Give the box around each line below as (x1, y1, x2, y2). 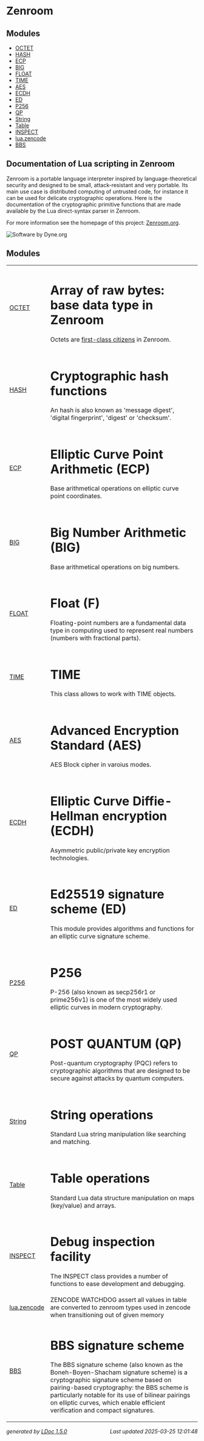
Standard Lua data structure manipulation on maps (50, 1194, 195, 1202)
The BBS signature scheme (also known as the (50, 1361, 183, 1369)
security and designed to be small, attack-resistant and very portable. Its (6, 181, 188, 188)
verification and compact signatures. (50, 1406, 155, 1415)
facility (50, 1249, 92, 1265)
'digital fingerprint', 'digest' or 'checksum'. (50, 414, 172, 422)
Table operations (50, 1171, 150, 1186)
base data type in (50, 297, 154, 313)
